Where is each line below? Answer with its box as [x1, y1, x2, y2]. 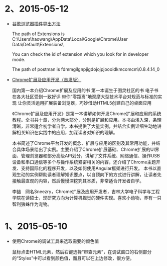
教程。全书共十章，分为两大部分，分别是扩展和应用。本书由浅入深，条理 [12, 117, 161, 123]
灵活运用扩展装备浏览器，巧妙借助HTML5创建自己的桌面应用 [26, 100, 152, 106]
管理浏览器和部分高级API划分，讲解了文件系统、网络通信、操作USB [21, 152, 160, 158]
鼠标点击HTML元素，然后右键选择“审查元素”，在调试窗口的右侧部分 [12, 248, 152, 255]
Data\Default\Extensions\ [12, 41, 64, 47]
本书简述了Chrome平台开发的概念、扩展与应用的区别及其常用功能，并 [12, 140, 156, 146]
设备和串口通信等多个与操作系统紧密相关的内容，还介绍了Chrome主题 [12, 159, 156, 165]
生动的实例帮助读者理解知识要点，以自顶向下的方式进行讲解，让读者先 [16, 171, 161, 178]
